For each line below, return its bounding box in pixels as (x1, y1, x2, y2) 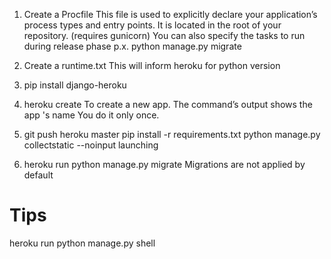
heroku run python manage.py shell (9, 237, 156, 249)
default (23, 169, 54, 181)
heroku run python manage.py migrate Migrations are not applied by (23, 159, 306, 170)
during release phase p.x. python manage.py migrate (23, 40, 242, 52)
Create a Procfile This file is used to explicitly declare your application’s (23, 9, 318, 20)
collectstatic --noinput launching (23, 139, 159, 151)
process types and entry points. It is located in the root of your (23, 19, 282, 31)
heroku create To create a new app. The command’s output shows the (23, 99, 313, 110)
